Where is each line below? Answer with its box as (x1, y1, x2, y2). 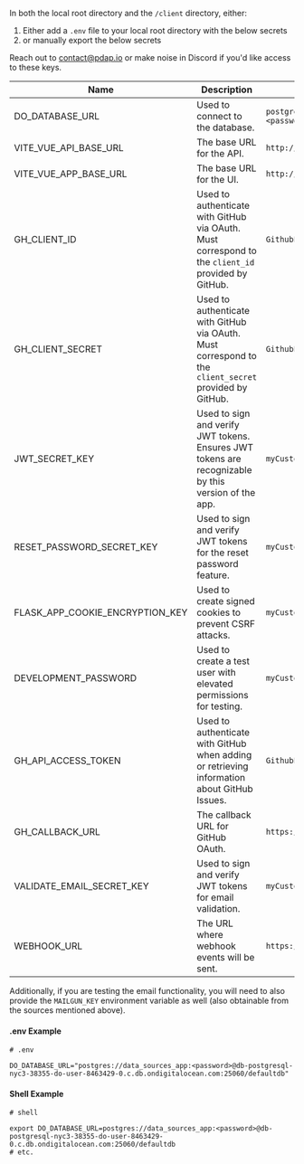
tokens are (195, 452, 242, 465)
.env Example (9, 1026, 62, 1036)
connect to (195, 110, 242, 122)
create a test (195, 655, 251, 667)
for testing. (195, 700, 242, 713)
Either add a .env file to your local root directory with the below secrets (22, 25, 288, 35)
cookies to (195, 606, 242, 619)
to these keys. (9, 62, 62, 72)
